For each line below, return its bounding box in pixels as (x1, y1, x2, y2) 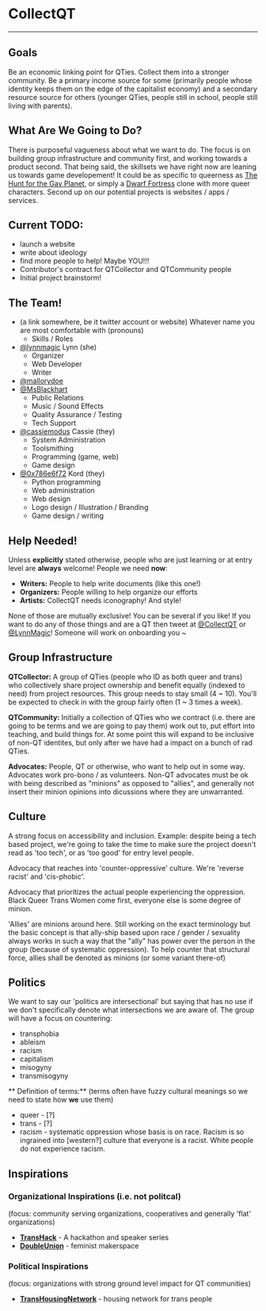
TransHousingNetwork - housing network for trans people (19, 1294, 212, 1304)
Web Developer (31, 359, 82, 369)
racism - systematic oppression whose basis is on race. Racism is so (19, 1127, 245, 1137)
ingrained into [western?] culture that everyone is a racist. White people (19, 1136, 254, 1145)
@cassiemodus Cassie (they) (19, 427, 116, 436)
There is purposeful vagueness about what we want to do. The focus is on (8, 144, 251, 155)
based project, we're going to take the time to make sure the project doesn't (8, 839, 256, 849)
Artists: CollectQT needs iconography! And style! (19, 596, 182, 605)
